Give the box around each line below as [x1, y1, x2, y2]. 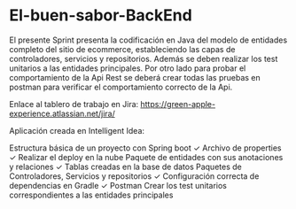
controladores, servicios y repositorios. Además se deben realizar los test [9, 53, 278, 64]
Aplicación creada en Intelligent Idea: [9, 125, 144, 135]
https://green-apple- [140, 98, 215, 109]
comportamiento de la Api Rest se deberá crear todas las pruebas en [9, 72, 261, 82]
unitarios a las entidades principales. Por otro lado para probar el [9, 63, 246, 74]
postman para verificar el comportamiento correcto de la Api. [9, 81, 233, 92]
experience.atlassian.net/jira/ [9, 108, 115, 119]
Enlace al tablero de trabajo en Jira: [9, 98, 139, 109]
